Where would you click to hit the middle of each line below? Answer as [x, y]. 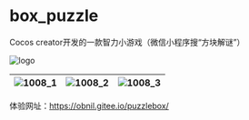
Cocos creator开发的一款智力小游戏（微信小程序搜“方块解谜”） [127, 42]
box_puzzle [54, 16]
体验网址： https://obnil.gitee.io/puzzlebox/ [90, 105]
